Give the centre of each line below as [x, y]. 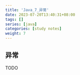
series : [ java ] [21, 24]
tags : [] [14, 19]
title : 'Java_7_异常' [27, 10]
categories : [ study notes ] [33, 29]
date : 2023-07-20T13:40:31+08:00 [40, 15]
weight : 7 [16, 33]
